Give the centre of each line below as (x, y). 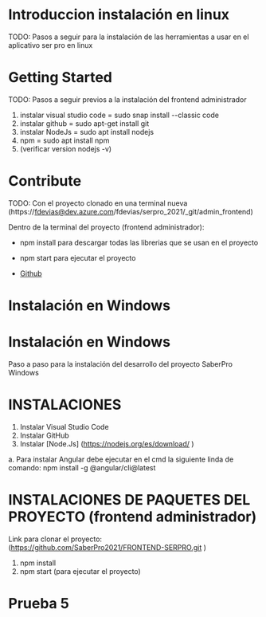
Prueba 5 (39, 603)
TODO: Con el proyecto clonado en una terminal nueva (98, 203)
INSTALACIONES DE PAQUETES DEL (129, 500)
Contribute (45, 181)
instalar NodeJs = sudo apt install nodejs (86, 132)
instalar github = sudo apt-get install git (84, 123)
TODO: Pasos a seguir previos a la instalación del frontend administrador (127, 99)
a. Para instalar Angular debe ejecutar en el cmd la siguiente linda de (121, 459)
